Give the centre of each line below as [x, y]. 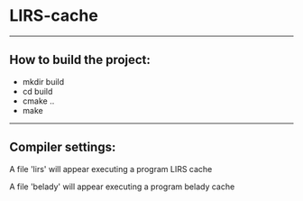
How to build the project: [80, 60]
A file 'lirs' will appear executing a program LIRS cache [111, 169]
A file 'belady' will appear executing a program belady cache [122, 187]
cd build [37, 91]
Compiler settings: [63, 147]
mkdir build [43, 81]
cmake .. [38, 101]
